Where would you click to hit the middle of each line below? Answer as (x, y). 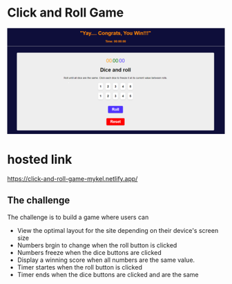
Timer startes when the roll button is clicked (80, 267)
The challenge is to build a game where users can (78, 217)
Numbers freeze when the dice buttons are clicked (89, 252)
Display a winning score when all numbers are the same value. (106, 260)
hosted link (40, 160)
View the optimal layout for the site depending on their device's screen (118, 230)
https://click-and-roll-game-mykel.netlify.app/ (72, 178)
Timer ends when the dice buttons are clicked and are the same (108, 274)
